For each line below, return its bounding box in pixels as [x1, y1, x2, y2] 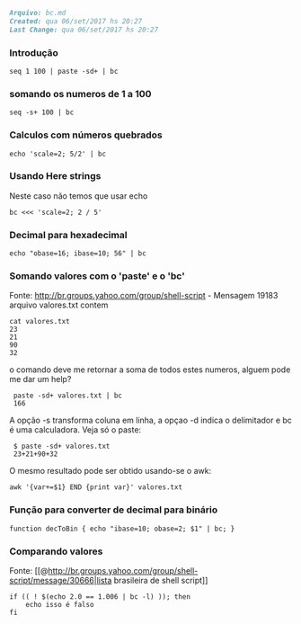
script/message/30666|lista [9, 575, 112, 585]
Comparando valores [9, 545, 103, 557]
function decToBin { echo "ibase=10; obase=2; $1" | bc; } [9, 524, 235, 533]
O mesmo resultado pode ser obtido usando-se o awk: [9, 466, 212, 477]
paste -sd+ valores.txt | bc [13, 391, 123, 400]
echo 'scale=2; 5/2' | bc [9, 149, 106, 158]
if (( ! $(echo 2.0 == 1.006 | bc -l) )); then [9, 593, 191, 602]
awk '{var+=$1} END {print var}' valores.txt [9, 483, 182, 492]
